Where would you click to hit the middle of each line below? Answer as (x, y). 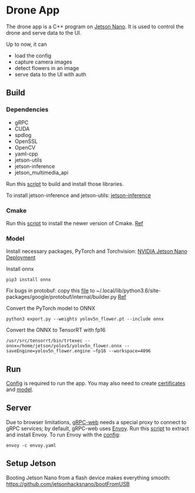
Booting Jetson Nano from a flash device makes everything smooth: (88, 478)
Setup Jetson (31, 463)
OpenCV (25, 147)
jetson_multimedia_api (41, 172)
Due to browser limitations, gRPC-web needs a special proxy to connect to (96, 422)
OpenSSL (26, 141)
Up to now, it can (26, 44)
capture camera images (43, 62)
